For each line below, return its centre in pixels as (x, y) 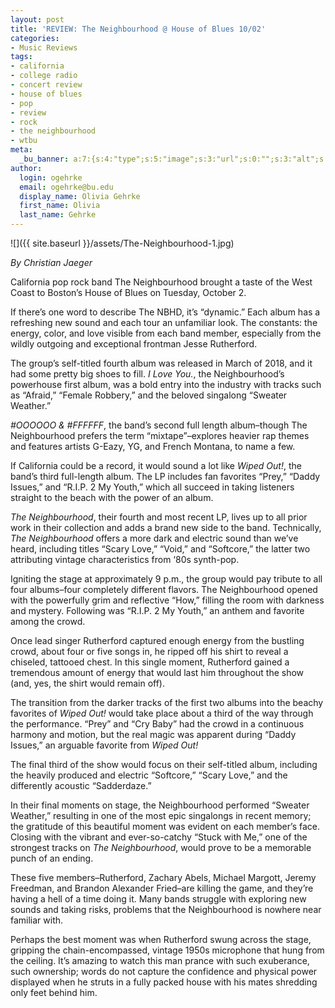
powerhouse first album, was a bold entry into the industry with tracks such (166, 384)
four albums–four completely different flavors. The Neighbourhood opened (164, 589)
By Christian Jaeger (51, 262)
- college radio (44, 76)
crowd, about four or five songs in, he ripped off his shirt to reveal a (149, 651)
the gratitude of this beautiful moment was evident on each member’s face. (165, 826)
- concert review (46, 85)
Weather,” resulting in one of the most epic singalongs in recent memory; (161, 815)
